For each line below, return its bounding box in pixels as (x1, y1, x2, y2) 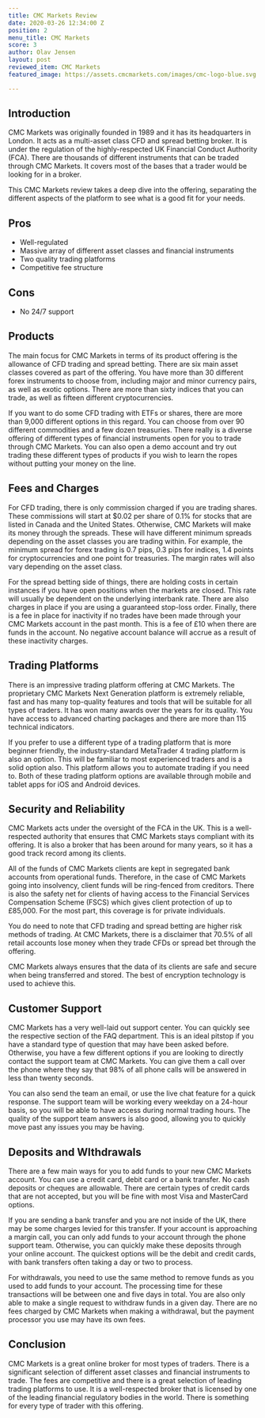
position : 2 (8, 26, 47, 34)
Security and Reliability (8, 802, 125, 816)
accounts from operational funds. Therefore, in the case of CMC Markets (8, 872, 247, 882)
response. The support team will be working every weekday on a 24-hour (8, 1097, 248, 1107)
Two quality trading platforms (19, 254, 116, 264)
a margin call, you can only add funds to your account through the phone (8, 1232, 247, 1241)
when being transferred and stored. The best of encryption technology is (8, 970, 247, 980)
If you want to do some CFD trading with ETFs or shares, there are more (8, 408, 243, 417)
